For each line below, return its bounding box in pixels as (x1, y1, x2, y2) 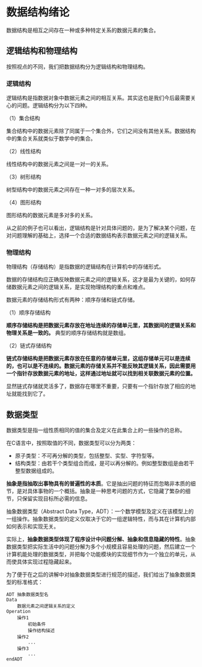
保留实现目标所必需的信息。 (22, 495, 91, 502)
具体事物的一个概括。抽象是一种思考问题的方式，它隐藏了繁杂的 (26, 488, 185, 495)
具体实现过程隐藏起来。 (16, 558, 75, 565)
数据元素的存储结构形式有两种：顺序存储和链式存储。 (6, 296, 138, 304)
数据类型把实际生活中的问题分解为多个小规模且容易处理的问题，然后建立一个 (6, 543, 196, 550)
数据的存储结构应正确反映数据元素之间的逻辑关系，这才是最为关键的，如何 (6, 276, 191, 283)
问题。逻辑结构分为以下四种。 (16, 102, 91, 109)
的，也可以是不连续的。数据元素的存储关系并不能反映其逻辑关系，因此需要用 (6, 362, 196, 370)
